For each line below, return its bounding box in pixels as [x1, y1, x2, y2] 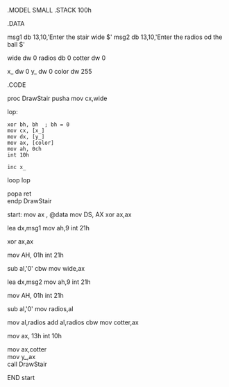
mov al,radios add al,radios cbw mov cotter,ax [7, 318, 139, 326]
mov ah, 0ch [7, 145, 42, 152]
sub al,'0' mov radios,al [7, 305, 74, 313]
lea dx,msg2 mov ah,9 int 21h [7, 278, 92, 286]
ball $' [7, 40, 26, 48]
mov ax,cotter [7, 345, 47, 354]
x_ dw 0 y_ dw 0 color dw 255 [7, 68, 92, 75]
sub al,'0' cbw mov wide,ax [7, 264, 85, 272]
